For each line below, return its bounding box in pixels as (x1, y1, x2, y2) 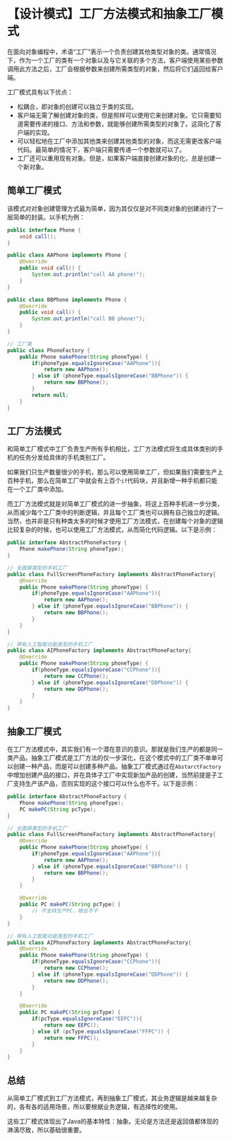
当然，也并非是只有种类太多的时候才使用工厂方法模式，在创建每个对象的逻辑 (7, 517, 223, 525)
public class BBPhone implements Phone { (7, 296, 127, 303)
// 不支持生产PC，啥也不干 (32, 908, 98, 914)
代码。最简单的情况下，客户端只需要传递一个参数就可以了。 (16, 145, 186, 153)
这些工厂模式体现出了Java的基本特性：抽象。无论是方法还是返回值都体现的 (7, 1117, 219, 1126)
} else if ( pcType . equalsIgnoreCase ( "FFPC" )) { (32, 1028, 170, 1035)
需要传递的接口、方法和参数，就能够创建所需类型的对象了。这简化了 (23, 120, 216, 128)
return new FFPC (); (43, 1034, 99, 1042)
